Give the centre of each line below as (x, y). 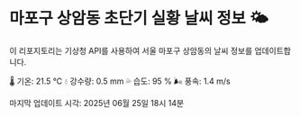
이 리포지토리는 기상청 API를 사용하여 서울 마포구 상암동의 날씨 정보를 (131, 50)
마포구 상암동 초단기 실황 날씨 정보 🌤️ (139, 18)
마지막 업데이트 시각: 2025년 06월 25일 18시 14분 (97, 103)
